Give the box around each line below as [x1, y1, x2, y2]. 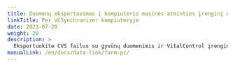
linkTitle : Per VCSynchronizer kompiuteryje [7, 17, 139, 24]
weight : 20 [7, 29, 39, 37]
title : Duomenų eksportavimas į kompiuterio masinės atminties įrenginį [7, 10, 224, 17]
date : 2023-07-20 [7, 23, 58, 30]
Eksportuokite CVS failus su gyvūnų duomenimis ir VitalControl [13, 43, 205, 50]
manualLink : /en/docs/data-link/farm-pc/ [7, 50, 130, 57]
